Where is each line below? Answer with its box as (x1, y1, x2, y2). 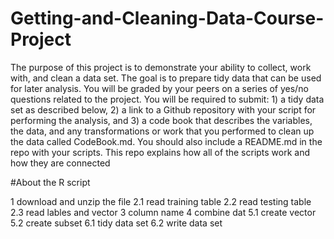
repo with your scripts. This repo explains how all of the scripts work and (10, 146, 311, 158)
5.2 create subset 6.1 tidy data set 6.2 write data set (10, 217, 223, 229)
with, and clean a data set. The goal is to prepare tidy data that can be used (10, 72, 322, 84)
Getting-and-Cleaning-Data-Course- (10, 7, 325, 30)
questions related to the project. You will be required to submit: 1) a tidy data (10, 93, 325, 105)
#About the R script (10, 176, 91, 188)
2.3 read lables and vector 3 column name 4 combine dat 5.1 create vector (10, 206, 317, 218)
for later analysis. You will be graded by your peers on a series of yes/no (10, 82, 309, 94)
